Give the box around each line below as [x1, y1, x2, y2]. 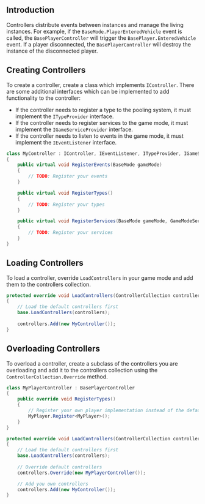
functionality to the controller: [6, 94, 81, 102]
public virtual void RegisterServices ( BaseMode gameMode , [17, 218, 168, 224]
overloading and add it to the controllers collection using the [6, 366, 158, 374]
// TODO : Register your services [28, 230, 113, 236]
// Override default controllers [17, 464, 103, 470]
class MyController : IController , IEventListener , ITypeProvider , [6, 150, 182, 157]
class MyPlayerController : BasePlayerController [6, 385, 135, 391]
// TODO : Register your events [28, 173, 108, 179]
